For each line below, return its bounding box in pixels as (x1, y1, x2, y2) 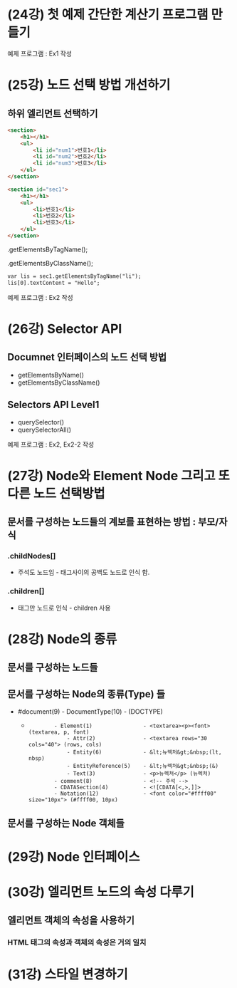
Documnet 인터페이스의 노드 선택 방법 (7, 351, 167, 363)
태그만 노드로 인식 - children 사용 (17, 603, 111, 612)
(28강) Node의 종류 (7, 631, 117, 647)
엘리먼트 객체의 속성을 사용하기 (7, 915, 135, 927)
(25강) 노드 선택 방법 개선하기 (7, 77, 171, 93)
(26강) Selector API (7, 321, 122, 337)
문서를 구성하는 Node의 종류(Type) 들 (7, 688, 165, 700)
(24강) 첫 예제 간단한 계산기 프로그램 (7, 6, 209, 23)
